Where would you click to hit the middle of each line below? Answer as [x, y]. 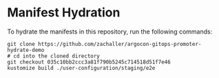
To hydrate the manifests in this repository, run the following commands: [110, 31]
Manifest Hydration [64, 13]
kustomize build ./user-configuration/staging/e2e [81, 68]
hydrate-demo [26, 50]
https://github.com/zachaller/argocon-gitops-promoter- [119, 44]
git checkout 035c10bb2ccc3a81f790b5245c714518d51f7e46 [89, 62]
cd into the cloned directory [56, 56]
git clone [21, 44]
